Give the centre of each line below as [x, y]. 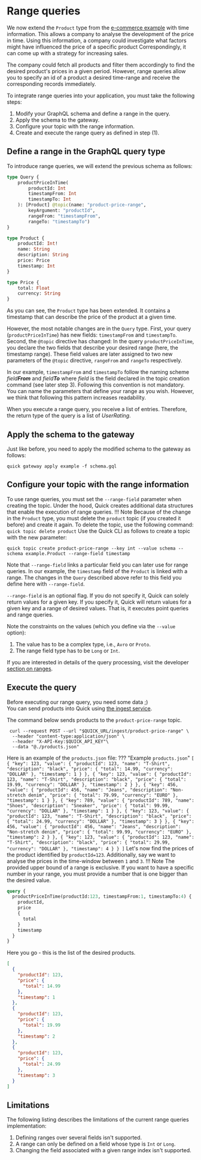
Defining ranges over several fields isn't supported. [79, 1138]
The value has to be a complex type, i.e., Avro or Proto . [83, 644]
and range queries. [30, 615]
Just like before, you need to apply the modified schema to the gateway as [99, 449]
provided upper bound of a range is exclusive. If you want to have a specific [100, 867]
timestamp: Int [36, 266]
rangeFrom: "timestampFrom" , [65, 216]
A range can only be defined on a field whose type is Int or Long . [95, 1144]
